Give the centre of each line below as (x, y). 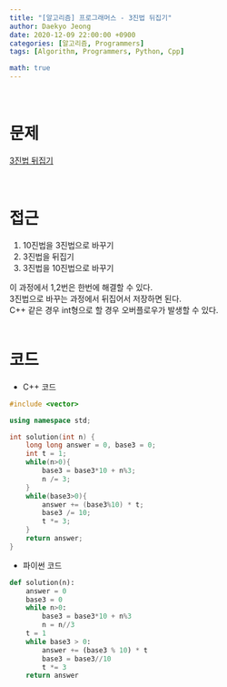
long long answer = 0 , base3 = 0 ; (91, 445)
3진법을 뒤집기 (48, 257)
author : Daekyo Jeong (50, 26)
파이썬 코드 (42, 565)
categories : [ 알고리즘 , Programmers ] (77, 43)
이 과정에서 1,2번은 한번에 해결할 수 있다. (81, 287)
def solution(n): (42, 582)
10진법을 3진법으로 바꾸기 (68, 245)
